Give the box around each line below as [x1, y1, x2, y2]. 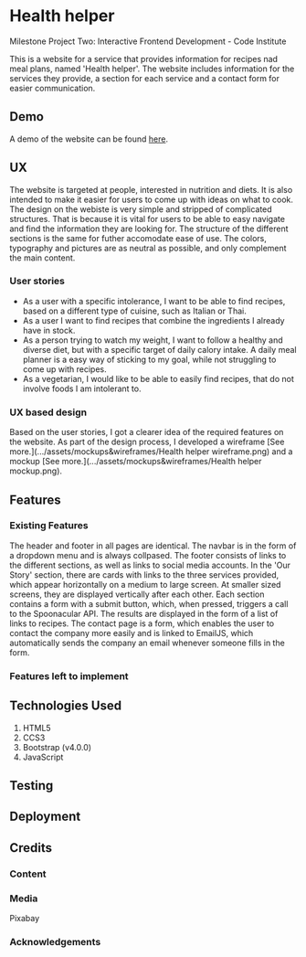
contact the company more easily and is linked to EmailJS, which [9, 627, 254, 638]
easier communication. [9, 82, 96, 93]
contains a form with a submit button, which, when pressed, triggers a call [9, 598, 289, 609]
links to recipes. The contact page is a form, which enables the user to [9, 618, 275, 629]
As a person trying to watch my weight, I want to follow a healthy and [22, 335, 283, 346]
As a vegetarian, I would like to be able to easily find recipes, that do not [22, 373, 294, 384]
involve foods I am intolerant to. [22, 383, 142, 394]
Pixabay [9, 912, 40, 923]
